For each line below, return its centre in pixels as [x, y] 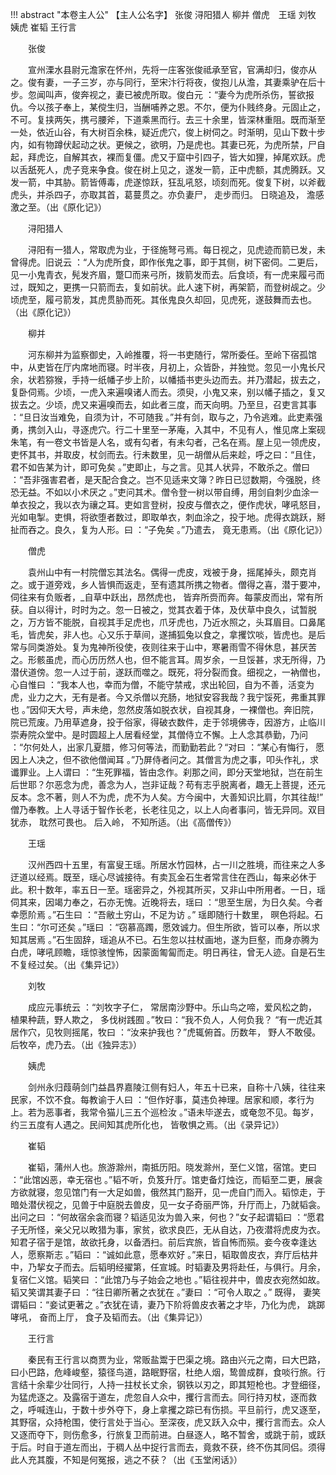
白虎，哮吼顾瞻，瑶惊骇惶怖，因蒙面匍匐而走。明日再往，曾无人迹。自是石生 [168, 952]
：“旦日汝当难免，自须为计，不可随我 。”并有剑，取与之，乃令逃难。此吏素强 [166, 417]
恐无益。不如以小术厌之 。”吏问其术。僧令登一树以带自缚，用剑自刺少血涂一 [165, 492]
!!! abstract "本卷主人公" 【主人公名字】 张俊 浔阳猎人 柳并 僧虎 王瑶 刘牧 [163, 14]
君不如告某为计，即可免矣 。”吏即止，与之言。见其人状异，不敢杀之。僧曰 [160, 467]
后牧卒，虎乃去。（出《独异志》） [76, 1044]
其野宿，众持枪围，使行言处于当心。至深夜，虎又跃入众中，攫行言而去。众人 [168, 1422]
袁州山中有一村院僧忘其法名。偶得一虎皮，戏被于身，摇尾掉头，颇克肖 [172, 572]
